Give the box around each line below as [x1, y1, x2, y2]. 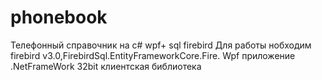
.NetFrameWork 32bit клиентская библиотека [10, 60, 202, 72]
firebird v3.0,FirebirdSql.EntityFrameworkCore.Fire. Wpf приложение [10, 49, 296, 61]
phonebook [10, 6, 108, 29]
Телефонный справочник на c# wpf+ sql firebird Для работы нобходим [10, 39, 312, 51]
